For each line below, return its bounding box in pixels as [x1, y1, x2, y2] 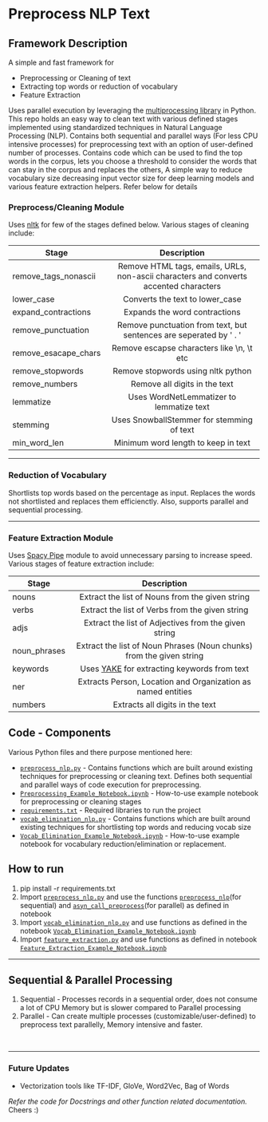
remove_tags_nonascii [12, 271, 96, 282]
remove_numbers [12, 378, 78, 389]
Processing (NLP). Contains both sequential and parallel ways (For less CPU [8, 131, 258, 140]
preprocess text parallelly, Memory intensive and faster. [19, 1020, 203, 1029]
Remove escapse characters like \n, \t [111, 342, 253, 354]
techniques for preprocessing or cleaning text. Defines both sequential [19, 771, 253, 780]
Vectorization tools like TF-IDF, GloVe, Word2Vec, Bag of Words [19, 1081, 230, 1090]
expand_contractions [12, 306, 92, 318]
